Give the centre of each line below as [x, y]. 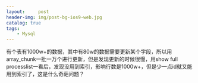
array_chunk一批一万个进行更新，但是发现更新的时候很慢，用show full [92, 59]
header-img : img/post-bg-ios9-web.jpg [54, 17]
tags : [13, 28]
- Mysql [26, 34]
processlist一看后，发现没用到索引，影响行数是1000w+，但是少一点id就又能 [99, 67]
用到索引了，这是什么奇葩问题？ [45, 74]
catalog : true [24, 23]
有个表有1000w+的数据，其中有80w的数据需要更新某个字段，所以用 [89, 52]
